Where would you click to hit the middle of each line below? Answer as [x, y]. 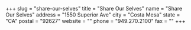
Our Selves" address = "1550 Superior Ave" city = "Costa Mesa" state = [93, 15]
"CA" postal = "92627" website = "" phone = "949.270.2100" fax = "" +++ [96, 21]
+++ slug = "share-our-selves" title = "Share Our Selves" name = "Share [94, 9]
